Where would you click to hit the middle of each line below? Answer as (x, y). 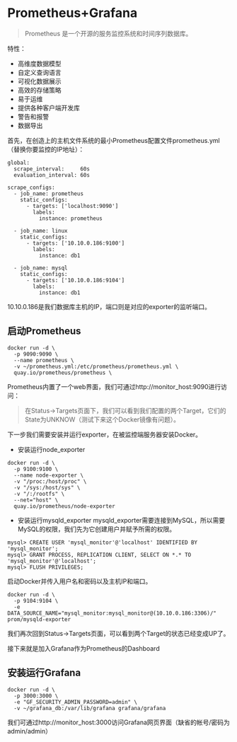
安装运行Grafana (44, 673)
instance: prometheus (70, 218)
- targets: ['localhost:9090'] (72, 206)
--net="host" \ (36, 500)
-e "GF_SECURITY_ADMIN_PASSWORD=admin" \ (76, 702)
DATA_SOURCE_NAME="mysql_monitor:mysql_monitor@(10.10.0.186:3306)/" (112, 613)
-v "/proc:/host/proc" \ (50, 481)
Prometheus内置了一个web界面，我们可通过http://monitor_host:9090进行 (114, 386)
